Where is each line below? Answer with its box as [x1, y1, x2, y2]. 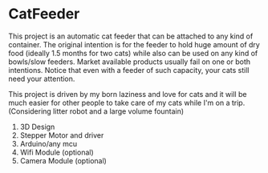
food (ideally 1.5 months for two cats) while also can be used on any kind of [8, 48, 258, 58]
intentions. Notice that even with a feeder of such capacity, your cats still [8, 65, 250, 74]
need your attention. [8, 74, 75, 83]
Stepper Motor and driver [19, 130, 104, 140]
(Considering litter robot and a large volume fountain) [8, 106, 185, 116]
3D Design [19, 122, 55, 131]
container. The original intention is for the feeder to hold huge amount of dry [8, 39, 261, 49]
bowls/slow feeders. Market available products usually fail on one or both [8, 57, 251, 66]
